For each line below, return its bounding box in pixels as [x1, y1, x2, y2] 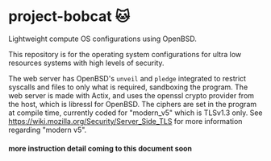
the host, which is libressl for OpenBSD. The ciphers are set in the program [8, 99, 257, 109]
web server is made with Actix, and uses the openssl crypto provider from [8, 90, 255, 100]
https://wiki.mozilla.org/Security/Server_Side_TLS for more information [8, 116, 243, 126]
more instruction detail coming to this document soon [8, 143, 192, 153]
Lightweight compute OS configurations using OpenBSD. [8, 34, 198, 43]
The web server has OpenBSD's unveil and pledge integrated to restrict [8, 73, 247, 83]
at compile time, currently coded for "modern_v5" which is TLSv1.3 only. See [8, 108, 263, 118]
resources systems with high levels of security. [8, 58, 165, 68]
